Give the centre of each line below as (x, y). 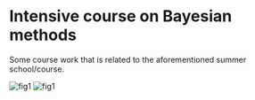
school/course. (37, 69)
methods (43, 35)
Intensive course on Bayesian (121, 16)
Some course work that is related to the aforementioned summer (128, 59)
